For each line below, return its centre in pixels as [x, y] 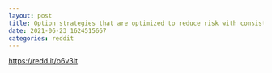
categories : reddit [41, 38]
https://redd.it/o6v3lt [43, 61]
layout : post [30, 16]
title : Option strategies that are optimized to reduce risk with [123, 23]
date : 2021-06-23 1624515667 [57, 30]
